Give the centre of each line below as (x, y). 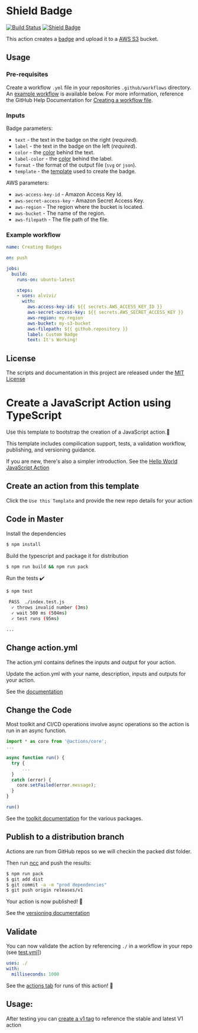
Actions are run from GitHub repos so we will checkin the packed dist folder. (99, 851)
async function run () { (35, 758)
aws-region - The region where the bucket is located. (79, 206)
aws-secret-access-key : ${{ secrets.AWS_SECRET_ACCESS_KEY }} (106, 313)
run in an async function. (36, 730)
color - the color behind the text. (55, 152)
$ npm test (20, 592)
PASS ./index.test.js (37, 602)
